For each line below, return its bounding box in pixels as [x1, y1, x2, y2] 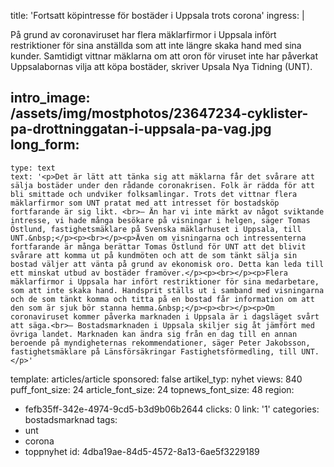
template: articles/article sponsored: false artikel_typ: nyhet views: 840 [10, 373, 303, 385]
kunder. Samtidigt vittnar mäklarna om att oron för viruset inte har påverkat [10, 50, 318, 62]
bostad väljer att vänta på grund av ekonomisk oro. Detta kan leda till [10, 259, 325, 269]
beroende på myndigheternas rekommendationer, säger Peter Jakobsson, [10, 338, 311, 348]
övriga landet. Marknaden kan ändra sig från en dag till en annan [10, 329, 298, 339]
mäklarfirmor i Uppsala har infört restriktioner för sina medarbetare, [10, 276, 320, 287]
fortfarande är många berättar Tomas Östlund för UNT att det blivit [10, 241, 307, 252]
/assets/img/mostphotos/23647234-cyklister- [10, 105, 309, 122]
